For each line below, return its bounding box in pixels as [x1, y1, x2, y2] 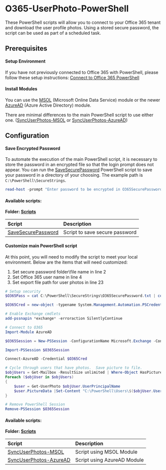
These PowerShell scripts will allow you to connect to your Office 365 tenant [5, 19, 161, 25]
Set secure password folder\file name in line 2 [12, 269, 106, 274]
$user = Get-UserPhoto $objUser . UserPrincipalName [14, 384, 121, 389]
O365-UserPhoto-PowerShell [5, 3, 129, 14]
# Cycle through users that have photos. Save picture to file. [5, 365, 142, 370]
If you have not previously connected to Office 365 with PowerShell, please [5, 69, 159, 75]
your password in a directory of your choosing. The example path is [5, 172, 143, 178]
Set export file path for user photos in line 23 [12, 279, 104, 285]
